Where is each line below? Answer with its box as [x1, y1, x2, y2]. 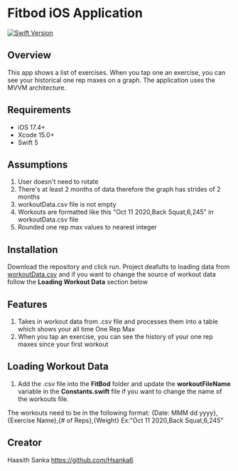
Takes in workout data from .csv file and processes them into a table [17, 317, 218, 326]
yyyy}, [198, 408, 218, 417]
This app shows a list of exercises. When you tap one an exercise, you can [7, 68, 226, 76]
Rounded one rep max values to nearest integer [17, 223, 158, 232]
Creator [7, 437, 43, 449]
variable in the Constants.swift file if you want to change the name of [17, 387, 222, 395]
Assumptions [7, 158, 68, 170]
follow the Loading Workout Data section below [7, 278, 148, 286]
